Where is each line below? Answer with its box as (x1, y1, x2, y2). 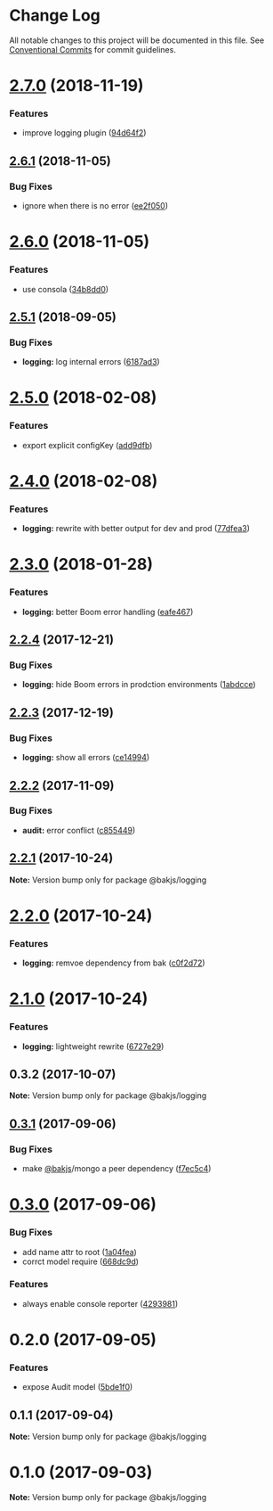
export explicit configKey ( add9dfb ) (21, 439, 153, 450)
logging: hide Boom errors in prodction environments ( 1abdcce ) (21, 679, 256, 690)
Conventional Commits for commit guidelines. (9, 44, 176, 54)
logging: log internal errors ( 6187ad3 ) (21, 357, 160, 367)
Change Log (9, 5, 100, 26)
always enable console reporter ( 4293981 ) (21, 1298, 179, 1309)
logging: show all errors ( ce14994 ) (21, 752, 150, 763)
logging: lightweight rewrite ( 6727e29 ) (21, 1040, 165, 1052)
